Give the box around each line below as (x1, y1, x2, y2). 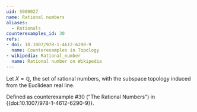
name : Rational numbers (6, 14, 65, 20)
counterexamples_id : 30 (6, 31, 65, 37)
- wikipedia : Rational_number (6, 53, 81, 59)
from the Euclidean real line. (6, 81, 75, 89)
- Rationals (11, 25, 42, 31)
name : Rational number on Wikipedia (11, 58, 102, 64)
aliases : (6, 20, 28, 25)
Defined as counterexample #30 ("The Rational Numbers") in (6, 93, 155, 100)
